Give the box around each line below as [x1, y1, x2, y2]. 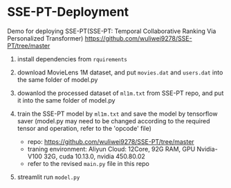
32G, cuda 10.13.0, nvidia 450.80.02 [44, 152, 145, 160]
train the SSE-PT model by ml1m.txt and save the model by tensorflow [17, 109, 218, 118]
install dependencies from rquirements [17, 54, 128, 63]
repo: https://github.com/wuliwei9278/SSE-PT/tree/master [27, 137, 195, 145]
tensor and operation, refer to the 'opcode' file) [17, 124, 152, 132]
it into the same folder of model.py [17, 96, 115, 104]
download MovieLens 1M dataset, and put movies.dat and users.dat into [17, 68, 223, 76]
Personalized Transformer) [7, 34, 84, 42]
